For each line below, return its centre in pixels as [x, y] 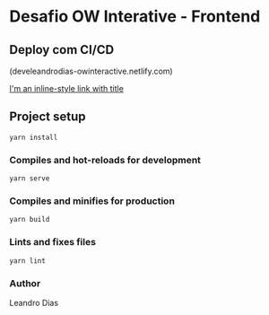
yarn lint [28, 261]
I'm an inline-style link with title [66, 88]
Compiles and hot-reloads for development [105, 160]
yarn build [30, 220]
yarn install [34, 137]
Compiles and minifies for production [92, 201]
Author [25, 283]
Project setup [48, 117]
